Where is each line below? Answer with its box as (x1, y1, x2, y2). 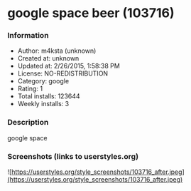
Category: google (17, 77, 70, 86)
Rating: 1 (17, 84, 43, 93)
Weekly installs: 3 (17, 100, 70, 108)
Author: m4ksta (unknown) (17, 46, 97, 55)
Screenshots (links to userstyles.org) (7, 151, 139, 161)
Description (7, 118, 49, 128)
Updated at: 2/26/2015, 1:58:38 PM (17, 62, 121, 71)
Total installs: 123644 (17, 92, 80, 100)
